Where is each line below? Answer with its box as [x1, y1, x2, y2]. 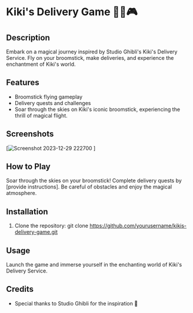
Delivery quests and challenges [14, 99, 91, 106]
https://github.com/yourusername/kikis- [89, 222, 187, 230]
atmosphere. [6, 190, 37, 197]
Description [6, 32, 50, 42]
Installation [6, 207, 48, 217]
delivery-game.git [14, 228, 58, 235]
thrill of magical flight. [14, 112, 68, 119]
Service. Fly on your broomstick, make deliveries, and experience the [6, 55, 174, 61]
